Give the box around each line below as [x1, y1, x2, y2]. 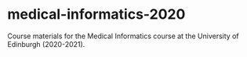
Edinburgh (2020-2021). [7, 39, 85, 48]
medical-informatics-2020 [7, 5, 186, 23]
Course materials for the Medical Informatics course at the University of [7, 31, 240, 41]
